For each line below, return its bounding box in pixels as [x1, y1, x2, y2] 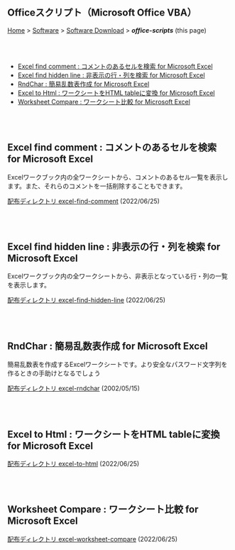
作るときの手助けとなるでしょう [7, 369, 101, 378]
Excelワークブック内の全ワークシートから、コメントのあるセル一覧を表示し [7, 172, 229, 181]
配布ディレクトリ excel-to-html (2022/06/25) [7, 460, 140, 468]
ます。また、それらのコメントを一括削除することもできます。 [7, 182, 187, 190]
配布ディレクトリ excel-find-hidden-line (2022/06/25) [7, 296, 165, 304]
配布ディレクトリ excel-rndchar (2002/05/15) [7, 384, 140, 392]
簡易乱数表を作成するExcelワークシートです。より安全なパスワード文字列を [7, 361, 228, 369]
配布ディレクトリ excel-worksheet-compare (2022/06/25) [7, 534, 178, 543]
